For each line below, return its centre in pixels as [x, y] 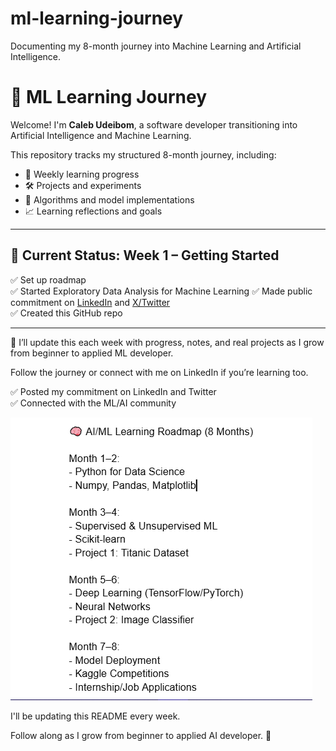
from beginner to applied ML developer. [92, 353]
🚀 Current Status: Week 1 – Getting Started [145, 255]
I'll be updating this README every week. [95, 716]
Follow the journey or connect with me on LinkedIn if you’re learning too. [159, 372]
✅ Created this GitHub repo [66, 313]
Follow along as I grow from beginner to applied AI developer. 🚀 [141, 735]
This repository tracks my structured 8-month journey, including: [143, 154]
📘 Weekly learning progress [82, 174]
